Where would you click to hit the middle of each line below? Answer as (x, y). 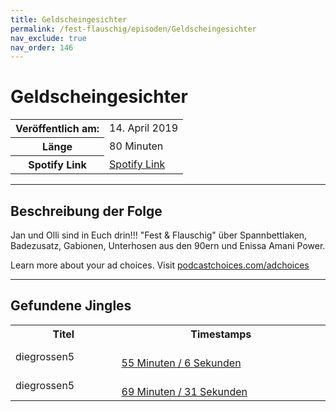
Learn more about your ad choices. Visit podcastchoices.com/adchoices (160, 265)
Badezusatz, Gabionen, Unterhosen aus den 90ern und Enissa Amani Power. (168, 245)
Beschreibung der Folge (86, 211)
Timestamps (221, 334)
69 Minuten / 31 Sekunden (184, 391)
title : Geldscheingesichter (69, 19)
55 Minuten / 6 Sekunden (181, 363)
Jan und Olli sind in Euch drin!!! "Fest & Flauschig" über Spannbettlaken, (159, 235)
